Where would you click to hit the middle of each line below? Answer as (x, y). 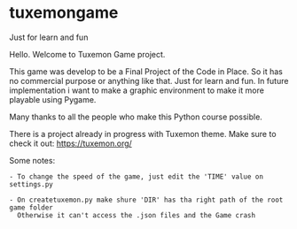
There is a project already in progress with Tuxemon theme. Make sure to (143, 134)
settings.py (31, 184)
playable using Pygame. (53, 99)
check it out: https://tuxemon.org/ (71, 143)
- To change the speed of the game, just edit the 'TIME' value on (137, 176)
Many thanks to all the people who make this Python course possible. (136, 117)
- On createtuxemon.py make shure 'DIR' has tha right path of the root (146, 200)
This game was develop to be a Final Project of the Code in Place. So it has (146, 71)
